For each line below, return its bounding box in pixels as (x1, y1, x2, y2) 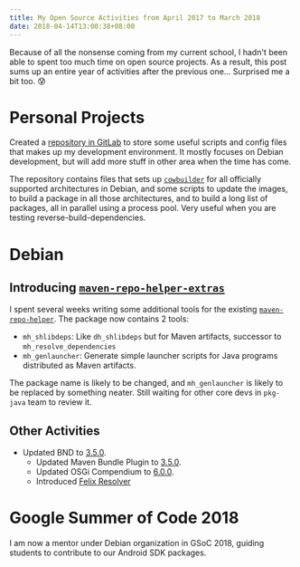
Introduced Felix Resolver (35, 476, 131, 487)
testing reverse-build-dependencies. (9, 212, 146, 223)
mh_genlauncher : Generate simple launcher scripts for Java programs (22, 351, 278, 361)
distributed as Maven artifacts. (22, 360, 136, 371)
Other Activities (9, 423, 100, 438)
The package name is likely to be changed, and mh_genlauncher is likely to (9, 378, 284, 389)
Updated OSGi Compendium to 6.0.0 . (35, 466, 174, 477)
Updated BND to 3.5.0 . (22, 447, 107, 458)
